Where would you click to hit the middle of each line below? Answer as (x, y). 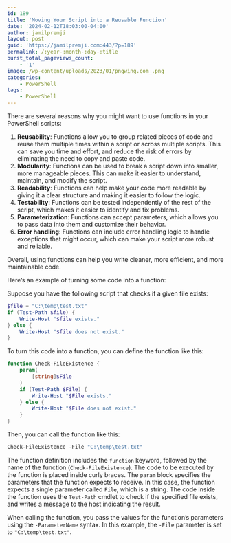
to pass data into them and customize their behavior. (91, 224)
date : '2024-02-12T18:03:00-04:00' (58, 26)
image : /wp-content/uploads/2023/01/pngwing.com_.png (86, 71)
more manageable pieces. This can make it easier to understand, (109, 173)
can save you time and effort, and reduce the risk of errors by (104, 151)
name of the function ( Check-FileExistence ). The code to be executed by (111, 467)
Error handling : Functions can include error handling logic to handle (113, 232)
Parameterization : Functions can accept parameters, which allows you (118, 217)
